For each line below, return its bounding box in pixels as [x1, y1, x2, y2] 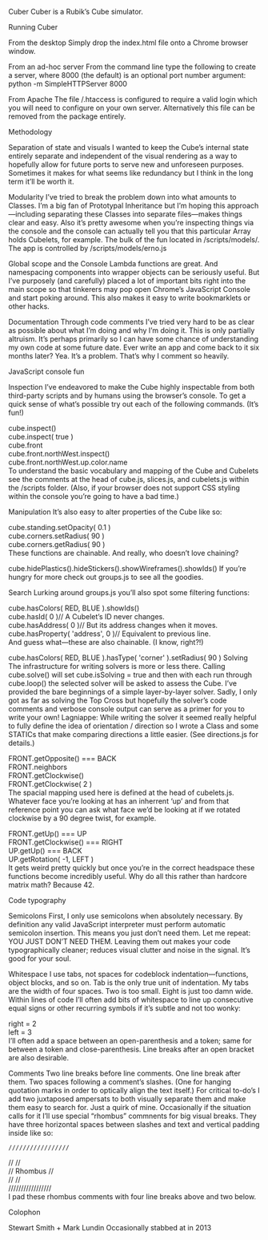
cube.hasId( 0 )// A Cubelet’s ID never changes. [8, 612, 166, 621]
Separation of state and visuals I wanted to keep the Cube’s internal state [8, 143, 250, 152]
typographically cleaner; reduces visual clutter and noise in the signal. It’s [8, 946, 250, 954]
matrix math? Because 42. [8, 880, 94, 889]
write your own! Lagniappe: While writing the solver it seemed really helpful [8, 713, 258, 722]
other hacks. [8, 302, 50, 311]
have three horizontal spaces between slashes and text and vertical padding [8, 1120, 260, 1129]
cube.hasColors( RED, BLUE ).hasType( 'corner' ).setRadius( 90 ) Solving [8, 653, 248, 663]
